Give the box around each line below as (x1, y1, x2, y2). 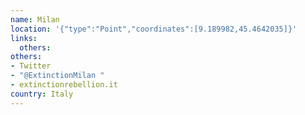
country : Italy (10, 89, 74, 99)
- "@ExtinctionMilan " (10, 71, 105, 81)
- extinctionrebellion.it (10, 80, 118, 90)
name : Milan (10, 14, 60, 25)
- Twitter (10, 61, 52, 71)
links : (10, 33, 38, 43)
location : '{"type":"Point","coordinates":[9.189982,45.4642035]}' (10, 24, 298, 34)
